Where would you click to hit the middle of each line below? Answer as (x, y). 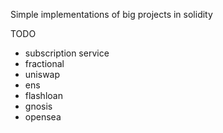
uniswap (42, 74)
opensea (43, 117)
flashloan (43, 95)
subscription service (67, 53)
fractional (44, 63)
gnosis (38, 106)
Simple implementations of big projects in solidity (111, 14)
